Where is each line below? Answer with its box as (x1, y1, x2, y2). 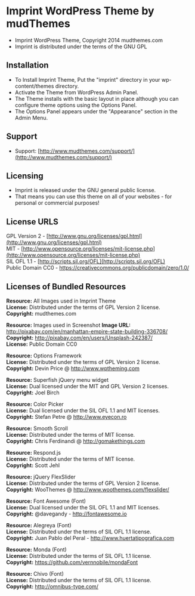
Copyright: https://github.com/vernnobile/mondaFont (6, 559, 138, 566)
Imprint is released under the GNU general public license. (14, 187, 156, 194)
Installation (6, 60, 49, 70)
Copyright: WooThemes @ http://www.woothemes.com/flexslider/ (6, 486, 170, 493)
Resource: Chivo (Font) (6, 570, 64, 577)
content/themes (14, 82, 54, 89)
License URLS (6, 217, 58, 227)
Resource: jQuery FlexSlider (6, 473, 76, 480)
